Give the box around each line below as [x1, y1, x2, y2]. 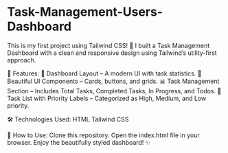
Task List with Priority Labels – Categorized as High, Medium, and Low [7, 94, 207, 102]
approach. [7, 56, 36, 64]
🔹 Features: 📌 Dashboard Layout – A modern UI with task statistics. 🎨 [7, 69, 202, 78]
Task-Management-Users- [7, 4, 163, 20]
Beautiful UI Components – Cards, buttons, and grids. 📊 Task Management [7, 77, 220, 85]
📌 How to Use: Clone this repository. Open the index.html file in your [7, 131, 201, 139]
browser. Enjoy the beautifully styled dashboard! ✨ [7, 138, 151, 146]
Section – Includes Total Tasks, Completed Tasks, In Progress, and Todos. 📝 [7, 86, 222, 95]
